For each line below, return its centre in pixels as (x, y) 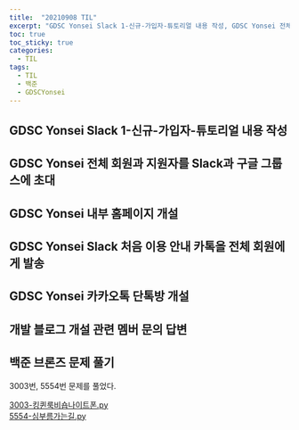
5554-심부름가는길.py (48, 416)
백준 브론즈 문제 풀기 (62, 363)
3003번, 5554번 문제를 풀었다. (63, 385)
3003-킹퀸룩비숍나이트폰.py (59, 405)
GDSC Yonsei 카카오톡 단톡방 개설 (99, 297)
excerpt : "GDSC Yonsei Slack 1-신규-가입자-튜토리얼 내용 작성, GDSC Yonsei (142, 26)
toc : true (28, 34)
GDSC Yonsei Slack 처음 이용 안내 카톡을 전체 (130, 247)
